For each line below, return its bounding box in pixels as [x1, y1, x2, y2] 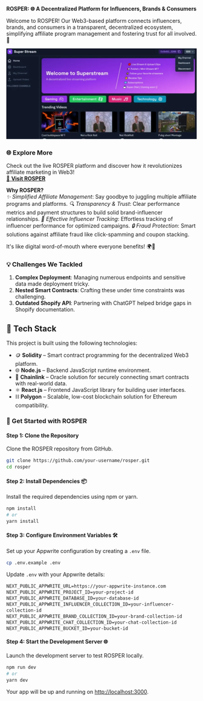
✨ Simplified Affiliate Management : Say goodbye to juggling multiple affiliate [6, 193, 197, 200]
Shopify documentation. [14, 306, 76, 313]
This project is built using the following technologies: [6, 339, 138, 347]
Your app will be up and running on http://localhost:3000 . [6, 688, 149, 695]
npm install [6, 505, 36, 512]
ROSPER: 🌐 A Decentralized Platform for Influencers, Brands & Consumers [6, 5, 197, 12]
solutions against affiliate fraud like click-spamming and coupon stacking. [6, 231, 190, 238]
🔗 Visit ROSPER [6, 174, 46, 182]
